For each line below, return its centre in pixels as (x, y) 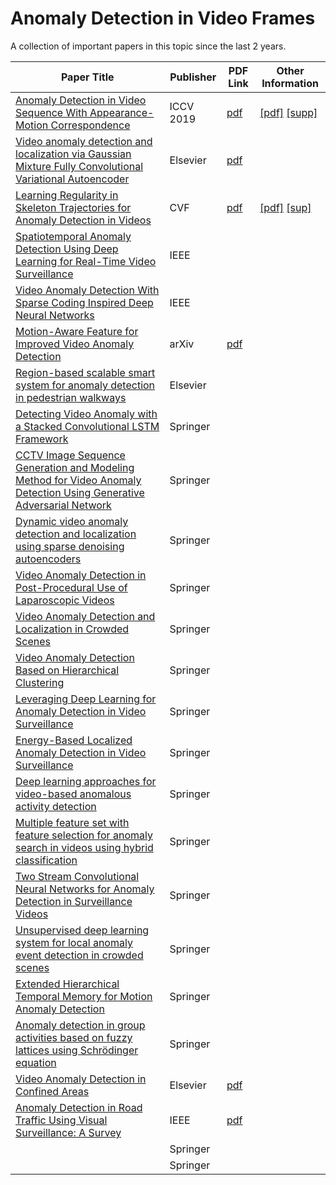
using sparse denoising (70, 546)
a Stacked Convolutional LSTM (87, 426)
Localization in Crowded (72, 629)
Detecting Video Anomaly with (86, 414)
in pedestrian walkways (71, 397)
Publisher (193, 77)
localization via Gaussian (73, 154)
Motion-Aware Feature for (77, 331)
